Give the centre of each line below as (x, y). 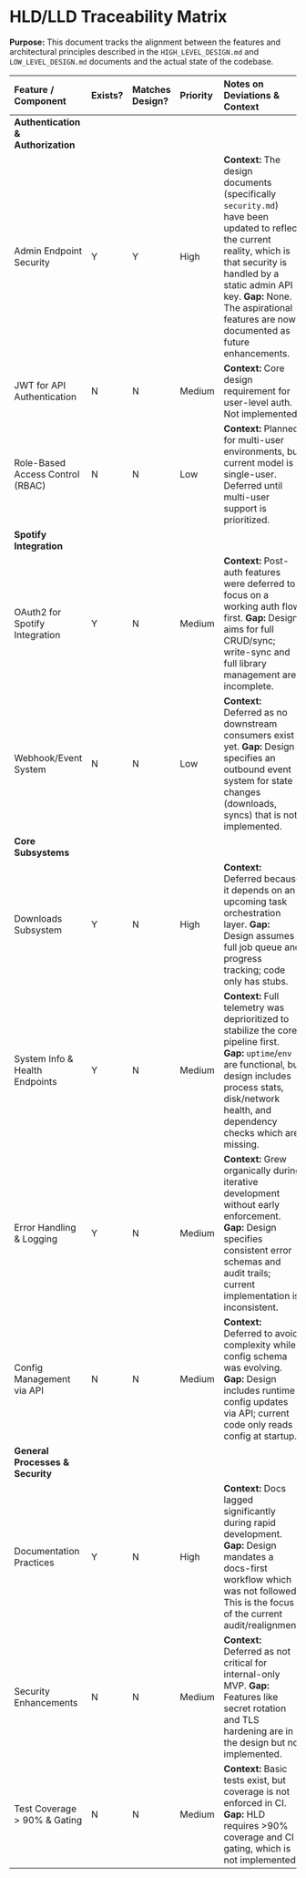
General (31, 1450)
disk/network (252, 1099)
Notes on (244, 84)
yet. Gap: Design (259, 747)
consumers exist (259, 735)
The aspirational (258, 307)
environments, (254, 451)
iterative (241, 1181)
